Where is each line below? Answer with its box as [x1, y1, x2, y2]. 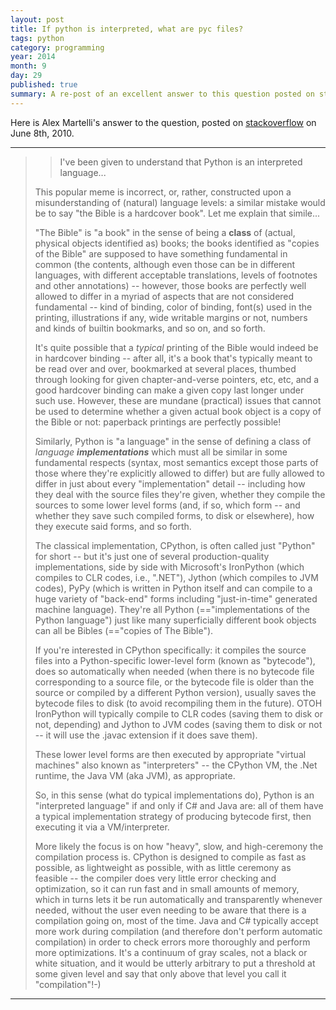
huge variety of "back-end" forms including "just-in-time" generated [34, 592, 318, 605]
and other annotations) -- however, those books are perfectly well [34, 279, 307, 291]
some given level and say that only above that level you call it [34, 967, 287, 980]
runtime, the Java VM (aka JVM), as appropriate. [34, 769, 236, 781]
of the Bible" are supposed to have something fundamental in [34, 247, 288, 260]
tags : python [10, 33, 65, 43]
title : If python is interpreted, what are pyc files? [10, 24, 244, 34]
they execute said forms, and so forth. [34, 520, 192, 532]
